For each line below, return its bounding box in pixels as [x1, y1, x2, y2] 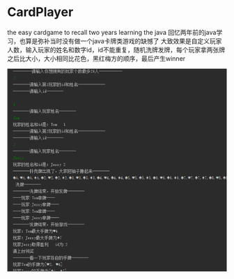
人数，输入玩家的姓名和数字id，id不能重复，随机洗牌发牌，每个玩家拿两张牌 [7, 45, 225, 54]
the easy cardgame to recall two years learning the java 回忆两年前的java [7, 28, 217, 36]
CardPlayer [7, 4, 74, 20]
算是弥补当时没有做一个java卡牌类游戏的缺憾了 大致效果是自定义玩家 [25, 36, 222, 45]
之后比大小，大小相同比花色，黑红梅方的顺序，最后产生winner [7, 54, 186, 63]
